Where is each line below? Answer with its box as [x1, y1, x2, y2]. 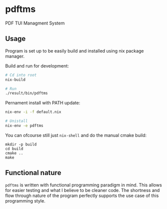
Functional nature [5, 168, 61, 177]
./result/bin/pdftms [5, 91, 48, 96]
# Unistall [5, 118, 28, 123]
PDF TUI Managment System [5, 20, 65, 26]
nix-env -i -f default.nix [5, 109, 61, 114]
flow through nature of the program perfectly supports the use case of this [5, 192, 159, 198]
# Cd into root [5, 72, 37, 77]
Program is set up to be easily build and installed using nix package [5, 47, 144, 53]
